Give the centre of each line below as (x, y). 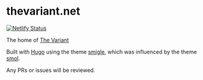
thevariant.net (43, 11)
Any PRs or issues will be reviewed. (51, 70)
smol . (13, 58)
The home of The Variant (37, 40)
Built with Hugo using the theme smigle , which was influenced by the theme (101, 52)
